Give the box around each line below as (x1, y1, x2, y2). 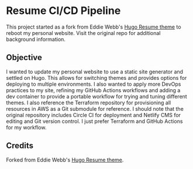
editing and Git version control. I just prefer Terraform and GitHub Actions (6, 118, 183, 125)
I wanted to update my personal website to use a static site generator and (6, 68, 183, 75)
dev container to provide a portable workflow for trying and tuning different (6, 93, 187, 100)
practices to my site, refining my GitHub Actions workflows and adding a (6, 86, 181, 94)
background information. (6, 36, 66, 43)
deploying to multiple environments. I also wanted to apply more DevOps (6, 80, 181, 87)
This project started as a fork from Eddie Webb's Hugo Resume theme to (6, 23, 181, 30)
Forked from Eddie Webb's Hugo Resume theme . (6, 156, 124, 163)
